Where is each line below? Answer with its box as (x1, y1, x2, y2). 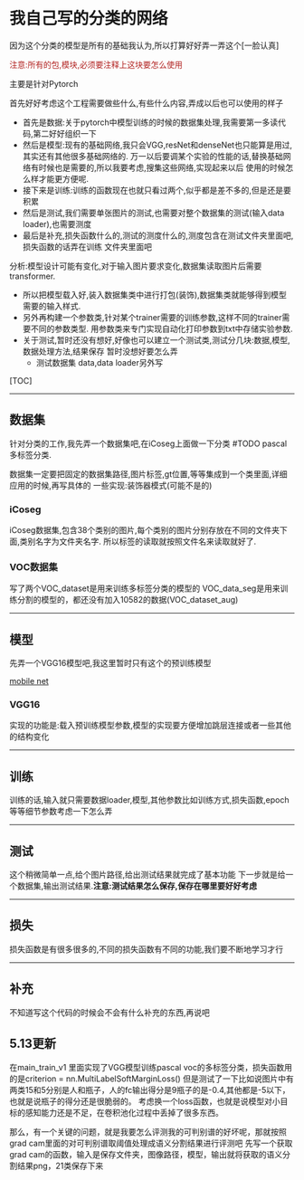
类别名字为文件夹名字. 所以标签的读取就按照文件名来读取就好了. (19, 536, 257, 547)
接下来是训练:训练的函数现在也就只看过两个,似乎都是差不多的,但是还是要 (22, 185, 291, 195)
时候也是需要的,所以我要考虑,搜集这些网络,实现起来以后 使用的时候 (38, 162, 286, 173)
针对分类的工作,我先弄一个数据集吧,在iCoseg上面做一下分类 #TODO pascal (9, 438, 288, 449)
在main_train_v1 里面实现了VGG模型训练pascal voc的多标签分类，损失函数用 (9, 1061, 292, 1072)
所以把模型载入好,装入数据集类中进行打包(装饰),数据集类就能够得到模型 (22, 289, 288, 300)
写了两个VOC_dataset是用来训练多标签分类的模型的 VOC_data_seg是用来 (9, 583, 280, 594)
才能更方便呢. (38, 173, 89, 184)
